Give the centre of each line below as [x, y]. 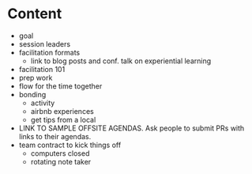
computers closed [60, 153]
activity [43, 103]
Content [35, 14]
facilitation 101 [42, 69]
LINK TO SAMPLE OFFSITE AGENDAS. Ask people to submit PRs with [132, 128]
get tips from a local [63, 119]
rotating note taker [61, 161]
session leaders [45, 43]
